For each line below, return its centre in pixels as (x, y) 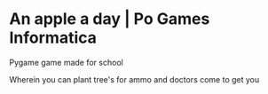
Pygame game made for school (67, 62)
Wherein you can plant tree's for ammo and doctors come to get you (134, 79)
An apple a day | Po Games (110, 19)
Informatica (53, 38)
